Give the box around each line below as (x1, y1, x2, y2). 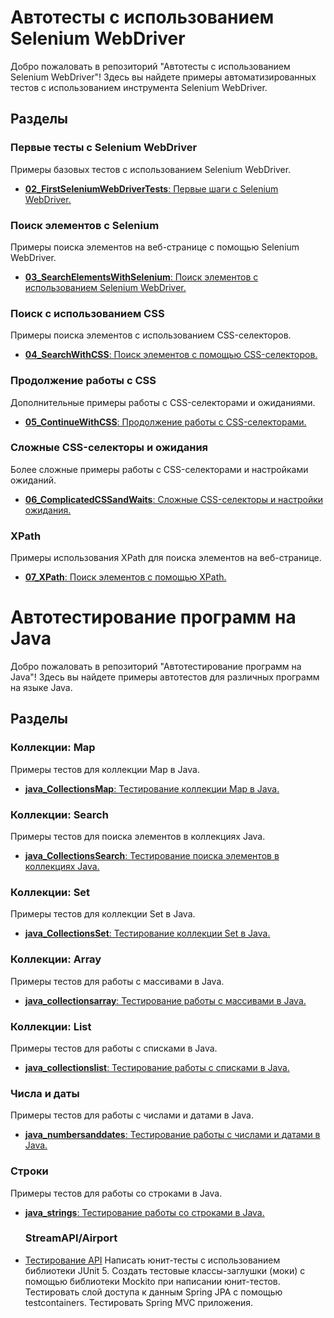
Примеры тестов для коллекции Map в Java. (10, 763, 200, 775)
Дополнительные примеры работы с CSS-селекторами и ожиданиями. (10, 396, 316, 408)
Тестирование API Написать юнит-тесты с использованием (24, 1254, 281, 1266)
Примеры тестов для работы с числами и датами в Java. (10, 1109, 254, 1121)
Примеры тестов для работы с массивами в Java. (10, 975, 225, 987)
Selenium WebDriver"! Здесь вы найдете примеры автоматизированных (10, 71, 317, 83)
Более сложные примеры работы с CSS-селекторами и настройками (10, 463, 309, 475)
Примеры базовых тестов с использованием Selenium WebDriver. (10, 163, 292, 175)
